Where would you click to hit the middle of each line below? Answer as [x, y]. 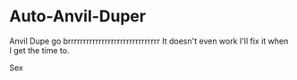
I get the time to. [39, 50]
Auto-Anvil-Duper [77, 16]
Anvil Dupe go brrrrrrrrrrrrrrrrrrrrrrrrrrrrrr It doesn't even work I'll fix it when [149, 41]
